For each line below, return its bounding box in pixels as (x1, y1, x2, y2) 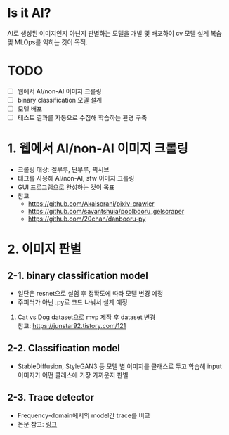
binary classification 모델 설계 (17, 96, 103, 104)
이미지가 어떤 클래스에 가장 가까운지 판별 (17, 370, 129, 379)
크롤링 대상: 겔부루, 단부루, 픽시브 (17, 165, 110, 174)
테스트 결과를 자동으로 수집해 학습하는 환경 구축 (17, 114, 148, 122)
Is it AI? (7, 5, 51, 21)
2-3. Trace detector (7, 391, 95, 403)
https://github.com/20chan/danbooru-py (27, 214, 146, 223)
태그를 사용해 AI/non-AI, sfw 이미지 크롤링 (17, 174, 135, 183)
